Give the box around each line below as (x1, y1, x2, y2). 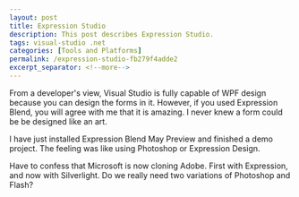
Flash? (9, 179, 34, 190)
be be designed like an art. (9, 116, 107, 126)
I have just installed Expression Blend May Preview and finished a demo (9, 133, 273, 144)
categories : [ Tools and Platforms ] (9, 47, 142, 56)
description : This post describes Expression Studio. (9, 30, 215, 39)
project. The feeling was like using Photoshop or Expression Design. (9, 142, 261, 153)
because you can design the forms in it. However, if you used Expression (9, 97, 278, 107)
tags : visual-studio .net (9, 38, 106, 47)
